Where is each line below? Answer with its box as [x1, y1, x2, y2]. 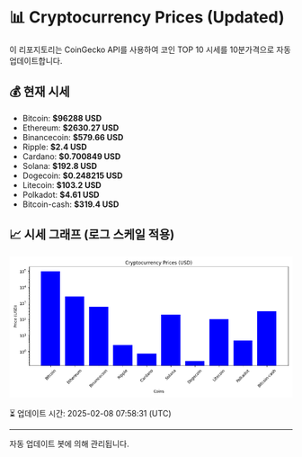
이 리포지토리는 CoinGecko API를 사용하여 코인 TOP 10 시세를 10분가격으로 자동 [9, 44, 291, 55]
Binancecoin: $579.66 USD [22, 131, 124, 142]
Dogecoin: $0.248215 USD [22, 170, 123, 181]
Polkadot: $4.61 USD [22, 189, 100, 200]
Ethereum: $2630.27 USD [22, 122, 120, 133]
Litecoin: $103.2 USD [22, 179, 102, 190]
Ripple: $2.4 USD [22, 141, 87, 152]
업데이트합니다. [9, 55, 63, 66]
